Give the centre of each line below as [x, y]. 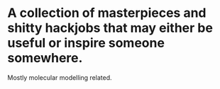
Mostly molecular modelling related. [60, 77]
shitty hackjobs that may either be [110, 28]
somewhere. [45, 58]
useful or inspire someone [86, 43]
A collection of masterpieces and [107, 13]
